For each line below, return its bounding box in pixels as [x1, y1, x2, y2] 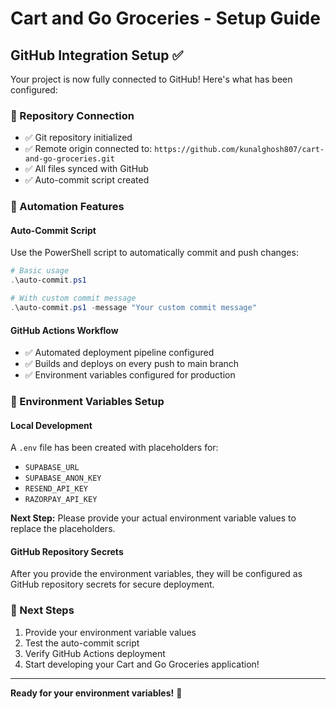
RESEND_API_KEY [24, 484, 89, 494]
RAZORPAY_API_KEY [24, 495, 98, 505]
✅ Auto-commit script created [24, 174, 150, 186]
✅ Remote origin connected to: [24, 143, 153, 155]
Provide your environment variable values [24, 626, 197, 638]
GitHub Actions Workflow [10, 324, 119, 336]
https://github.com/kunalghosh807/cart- [154, 145, 325, 155]
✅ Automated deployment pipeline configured [24, 347, 215, 359]
